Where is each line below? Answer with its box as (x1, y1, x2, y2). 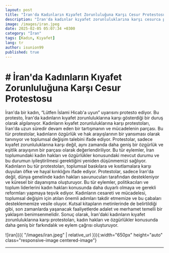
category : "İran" (5, 31, 42, 36)
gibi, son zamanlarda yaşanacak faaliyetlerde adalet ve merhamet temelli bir (5, 206, 162, 212)
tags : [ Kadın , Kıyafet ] (5, 36, 55, 41)
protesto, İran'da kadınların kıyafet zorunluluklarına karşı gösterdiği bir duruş (5, 115, 163, 121)
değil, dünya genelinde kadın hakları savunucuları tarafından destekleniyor (5, 174, 159, 180)
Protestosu (5, 93, 52, 104)
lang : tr (5, 40, 24, 45)
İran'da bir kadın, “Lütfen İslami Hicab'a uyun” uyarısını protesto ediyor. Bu (5, 110, 159, 116)
